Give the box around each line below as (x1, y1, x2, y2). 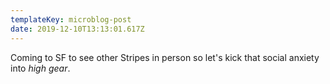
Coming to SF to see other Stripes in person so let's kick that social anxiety (10, 51, 320, 63)
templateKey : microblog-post (10, 14, 132, 25)
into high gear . (10, 62, 71, 74)
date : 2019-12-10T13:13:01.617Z (10, 24, 145, 34)
